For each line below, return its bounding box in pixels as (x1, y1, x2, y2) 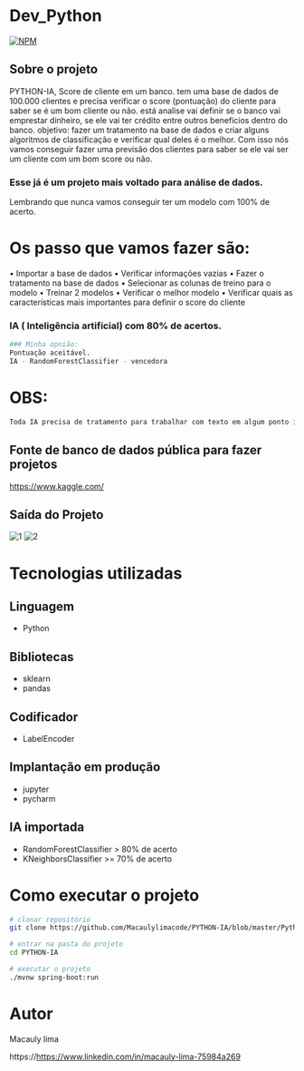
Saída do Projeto (9, 507, 104, 522)
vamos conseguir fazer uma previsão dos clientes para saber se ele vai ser (9, 143, 289, 154)
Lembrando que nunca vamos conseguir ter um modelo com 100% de (9, 197, 271, 208)
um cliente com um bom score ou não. (9, 153, 153, 164)
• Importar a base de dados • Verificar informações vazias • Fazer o (9, 268, 264, 278)
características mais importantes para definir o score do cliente (9, 297, 246, 307)
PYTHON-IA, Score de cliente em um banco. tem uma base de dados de (9, 85, 279, 96)
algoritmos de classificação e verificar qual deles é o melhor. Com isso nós (9, 133, 290, 145)
